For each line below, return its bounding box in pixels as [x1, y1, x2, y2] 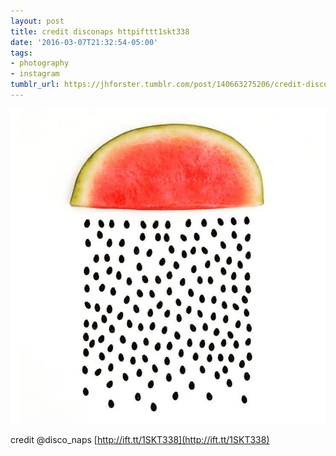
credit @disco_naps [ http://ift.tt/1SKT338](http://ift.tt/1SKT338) [10, 433, 270, 445]
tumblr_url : [10, 80, 60, 90]
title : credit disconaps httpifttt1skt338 [10, 26, 190, 37]
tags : [10, 48, 33, 58]
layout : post [10, 16, 65, 26]
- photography [10, 58, 70, 69]
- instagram [10, 69, 60, 79]
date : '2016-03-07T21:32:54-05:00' [10, 37, 159, 47]
